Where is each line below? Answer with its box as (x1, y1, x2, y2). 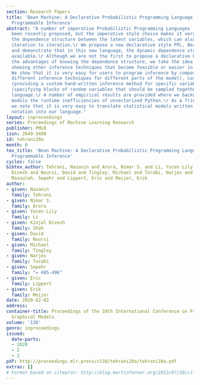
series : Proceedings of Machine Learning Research (6, 120, 135, 126)
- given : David (6, 230, 44, 236)
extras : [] (6, 364, 33, 370)
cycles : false (6, 159, 42, 165)
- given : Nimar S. (6, 198, 52, 204)
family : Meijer (11, 292, 49, 298)
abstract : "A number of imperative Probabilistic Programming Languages (6, 25, 190, 32)
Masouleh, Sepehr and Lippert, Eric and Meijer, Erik (11, 175, 148, 181)
